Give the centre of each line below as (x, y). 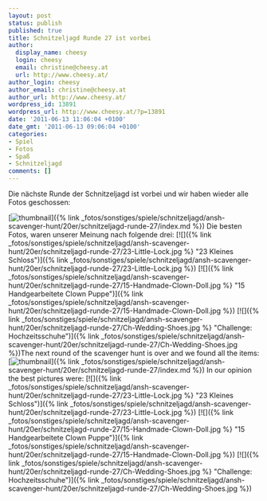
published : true (35, 30)
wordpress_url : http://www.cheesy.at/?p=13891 (87, 112)
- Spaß (19, 156)
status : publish (35, 23)
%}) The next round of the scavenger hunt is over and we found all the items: (134, 353)
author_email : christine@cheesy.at (67, 90)
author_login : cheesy (44, 82)
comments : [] (30, 171)
